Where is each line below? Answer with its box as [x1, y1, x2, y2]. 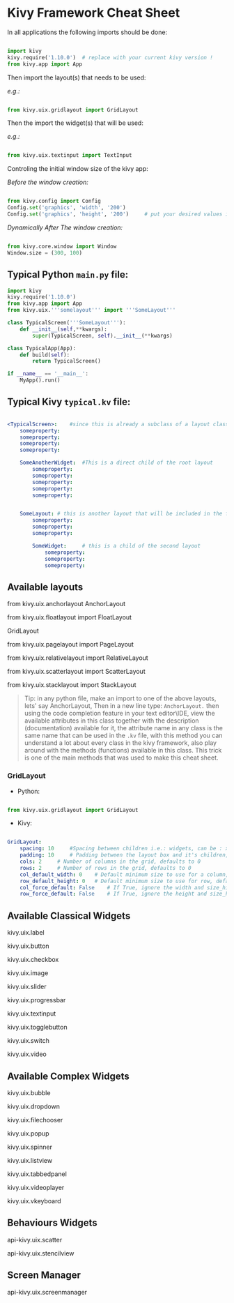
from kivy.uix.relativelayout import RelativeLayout [7, 654, 148, 662]
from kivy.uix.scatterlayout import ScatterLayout [7, 668, 146, 676]
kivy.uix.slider [7, 982, 47, 991]
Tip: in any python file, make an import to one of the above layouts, [24, 694, 217, 702]
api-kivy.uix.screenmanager [7, 1288, 88, 1296]
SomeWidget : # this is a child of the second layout [32, 542, 201, 549]
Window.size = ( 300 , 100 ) [7, 249, 82, 256]
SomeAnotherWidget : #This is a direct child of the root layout [19, 459, 214, 467]
